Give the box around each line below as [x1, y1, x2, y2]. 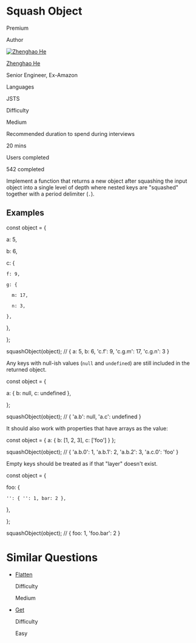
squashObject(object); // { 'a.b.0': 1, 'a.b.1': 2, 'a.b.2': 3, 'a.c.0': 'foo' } [6, 448, 179, 455]
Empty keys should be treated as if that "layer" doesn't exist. [6, 460, 158, 467]
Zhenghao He [6, 60, 41, 67]
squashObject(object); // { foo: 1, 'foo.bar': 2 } [6, 529, 120, 537]
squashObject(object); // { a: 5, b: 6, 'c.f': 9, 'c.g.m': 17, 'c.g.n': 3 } [6, 347, 170, 355]
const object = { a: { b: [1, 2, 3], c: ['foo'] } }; [6, 436, 116, 444]
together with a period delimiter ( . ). [6, 190, 95, 197]
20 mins [6, 141, 27, 149]
